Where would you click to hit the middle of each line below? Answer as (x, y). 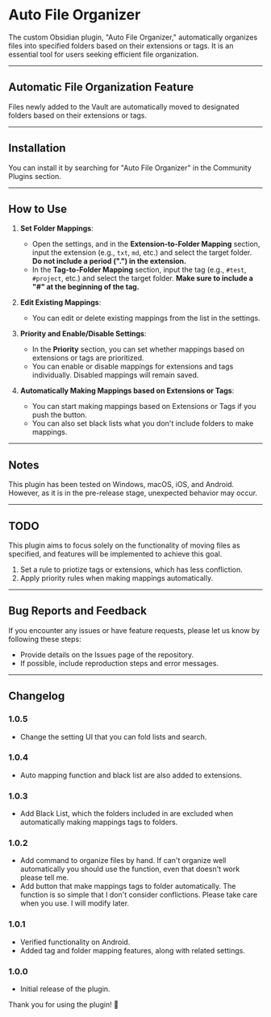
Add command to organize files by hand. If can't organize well (123, 861)
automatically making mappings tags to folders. (99, 822)
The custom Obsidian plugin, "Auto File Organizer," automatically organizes (133, 37)
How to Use (38, 208)
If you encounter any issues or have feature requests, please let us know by (134, 630)
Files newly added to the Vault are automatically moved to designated (124, 106)
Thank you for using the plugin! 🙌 (64, 1004)
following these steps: (45, 639)
